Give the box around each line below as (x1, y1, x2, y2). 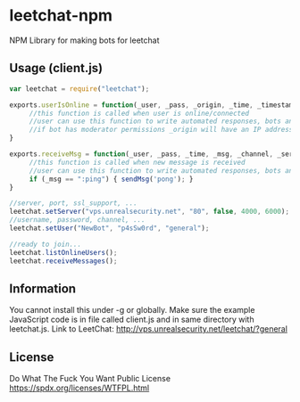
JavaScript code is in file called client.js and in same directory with (9, 314, 254, 325)
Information (9, 281, 77, 296)
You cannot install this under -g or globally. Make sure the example (9, 305, 255, 316)
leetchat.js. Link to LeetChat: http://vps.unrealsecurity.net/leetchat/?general (9, 324, 288, 334)
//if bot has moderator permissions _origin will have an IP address (29, 126, 294, 135)
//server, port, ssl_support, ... (9, 199, 138, 208)
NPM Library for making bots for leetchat (9, 35, 160, 45)
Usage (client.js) (9, 61, 104, 76)
